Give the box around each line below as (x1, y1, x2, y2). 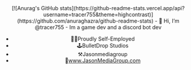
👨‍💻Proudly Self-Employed (70, 35, 135, 42)
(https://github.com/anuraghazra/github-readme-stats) (17, 17, 154, 25)
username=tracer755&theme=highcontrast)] (43, 11, 154, 18)
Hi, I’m (163, 17, 180, 25)
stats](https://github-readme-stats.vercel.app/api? (59, 5, 185, 11)
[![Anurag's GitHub (11, 5, 59, 11)
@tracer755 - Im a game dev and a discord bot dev (35, 24, 161, 31)
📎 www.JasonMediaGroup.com (64, 57, 141, 64)
